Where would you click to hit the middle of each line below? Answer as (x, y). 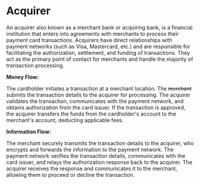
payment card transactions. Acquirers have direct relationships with (89, 40)
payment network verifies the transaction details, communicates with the (96, 155)
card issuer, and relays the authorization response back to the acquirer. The (99, 162)
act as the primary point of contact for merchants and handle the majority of (100, 59)
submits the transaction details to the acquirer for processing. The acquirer (99, 95)
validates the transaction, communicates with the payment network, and (95, 101)
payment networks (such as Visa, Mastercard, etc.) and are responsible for (98, 46)
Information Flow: (29, 132)
